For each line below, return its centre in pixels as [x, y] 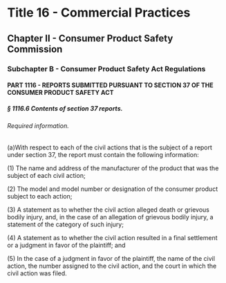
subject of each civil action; [46, 175]
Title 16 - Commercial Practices [99, 13]
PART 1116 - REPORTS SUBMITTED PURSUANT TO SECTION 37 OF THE [111, 85]
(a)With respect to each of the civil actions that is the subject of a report [110, 147]
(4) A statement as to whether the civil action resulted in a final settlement [112, 237]
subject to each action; [40, 196]
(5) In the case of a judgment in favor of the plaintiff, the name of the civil [111, 258]
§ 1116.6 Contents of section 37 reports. [65, 108]
